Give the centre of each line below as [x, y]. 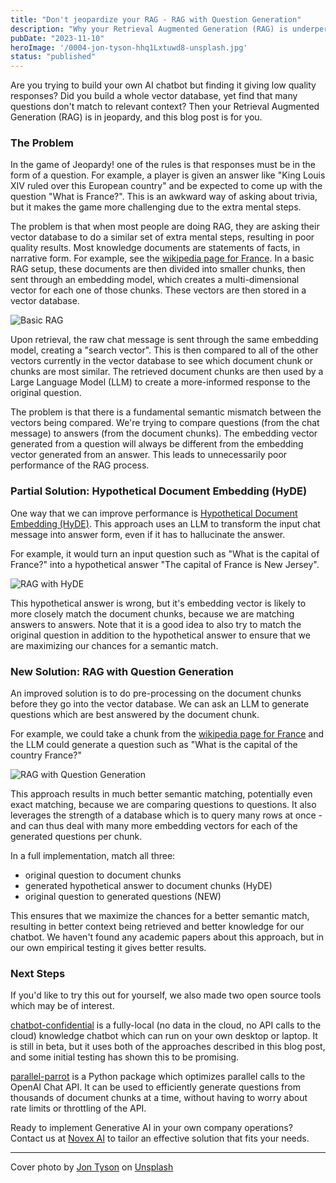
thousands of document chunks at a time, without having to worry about [159, 1098]
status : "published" [53, 57]
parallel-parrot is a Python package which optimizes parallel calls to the [158, 1077]
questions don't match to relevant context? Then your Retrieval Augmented [165, 107]
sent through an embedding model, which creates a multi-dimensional [155, 280]
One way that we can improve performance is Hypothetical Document [154, 513]
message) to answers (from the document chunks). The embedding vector [164, 433]
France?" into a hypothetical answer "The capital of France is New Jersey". [165, 564]
